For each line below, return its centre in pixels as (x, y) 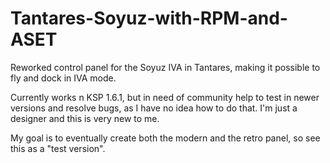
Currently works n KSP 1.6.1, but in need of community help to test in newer (165, 97)
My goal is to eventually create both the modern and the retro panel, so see (165, 138)
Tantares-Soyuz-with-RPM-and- (149, 18)
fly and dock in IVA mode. (63, 78)
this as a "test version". (58, 148)
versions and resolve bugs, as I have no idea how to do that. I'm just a (154, 108)
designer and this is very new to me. (85, 118)
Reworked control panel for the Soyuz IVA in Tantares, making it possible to (165, 67)
